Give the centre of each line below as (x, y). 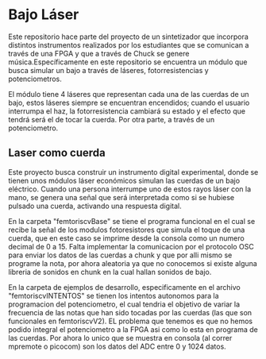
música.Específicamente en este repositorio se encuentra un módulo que (128, 62)
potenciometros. (35, 79)
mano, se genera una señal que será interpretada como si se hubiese (121, 197)
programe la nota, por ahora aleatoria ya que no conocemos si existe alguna (133, 263)
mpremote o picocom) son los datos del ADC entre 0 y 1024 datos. (117, 346)
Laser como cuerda (57, 153)
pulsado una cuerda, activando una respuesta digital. (95, 206)
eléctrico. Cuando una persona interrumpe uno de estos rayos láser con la (130, 189)
